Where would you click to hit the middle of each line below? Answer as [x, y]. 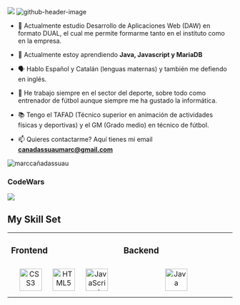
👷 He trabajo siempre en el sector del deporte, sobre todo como [111, 93]
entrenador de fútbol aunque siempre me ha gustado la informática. [117, 100]
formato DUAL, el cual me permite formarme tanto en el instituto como [121, 33]
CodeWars [26, 182]
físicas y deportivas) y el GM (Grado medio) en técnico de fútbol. [113, 125]
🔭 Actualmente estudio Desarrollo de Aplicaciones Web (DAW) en [114, 26]
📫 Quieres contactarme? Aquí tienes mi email [85, 139]
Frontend [30, 251]
